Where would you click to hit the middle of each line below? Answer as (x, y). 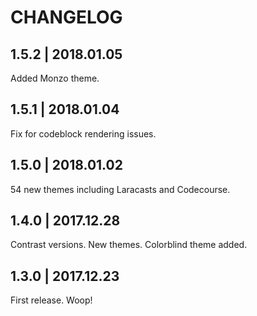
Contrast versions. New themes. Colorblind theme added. (129, 245)
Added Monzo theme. (55, 78)
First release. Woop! (51, 300)
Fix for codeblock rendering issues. (83, 133)
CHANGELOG (66, 17)
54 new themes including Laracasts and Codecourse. (120, 189)
